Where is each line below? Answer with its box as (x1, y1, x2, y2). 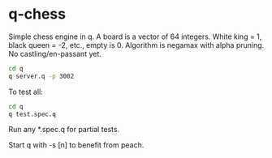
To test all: (8, 87, 43, 96)
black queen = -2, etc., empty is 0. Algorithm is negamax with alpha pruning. (8, 40, 265, 49)
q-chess (8, 5, 67, 23)
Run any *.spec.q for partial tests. (8, 125, 120, 135)
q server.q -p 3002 (8, 72, 75, 80)
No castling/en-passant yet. (8, 49, 101, 58)
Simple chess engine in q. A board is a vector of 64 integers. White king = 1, (8, 32, 262, 41)
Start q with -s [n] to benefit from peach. (8, 140, 145, 150)
